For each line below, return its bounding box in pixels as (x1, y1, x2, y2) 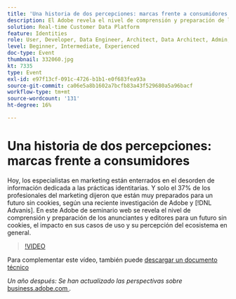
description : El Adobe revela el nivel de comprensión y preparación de (7, 17, 225, 24)
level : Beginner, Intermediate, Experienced (7, 43, 140, 50)
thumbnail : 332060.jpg (7, 56, 74, 63)
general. (7, 228, 32, 237)
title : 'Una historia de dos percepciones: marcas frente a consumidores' (7, 10, 231, 18)
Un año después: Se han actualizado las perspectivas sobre (7, 277, 183, 285)
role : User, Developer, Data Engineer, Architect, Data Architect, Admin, (7, 36, 231, 44)
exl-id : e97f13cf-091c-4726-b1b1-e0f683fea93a (7, 75, 146, 83)
